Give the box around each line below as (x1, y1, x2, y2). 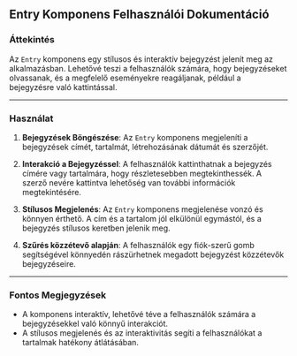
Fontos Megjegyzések (9, 289, 107, 301)
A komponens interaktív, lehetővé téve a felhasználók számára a (21, 309, 256, 320)
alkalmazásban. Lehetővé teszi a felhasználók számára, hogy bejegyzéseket (9, 63, 287, 73)
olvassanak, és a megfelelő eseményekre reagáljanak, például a (9, 72, 241, 83)
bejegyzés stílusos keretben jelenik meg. (21, 223, 171, 233)
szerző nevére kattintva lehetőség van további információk (21, 177, 236, 188)
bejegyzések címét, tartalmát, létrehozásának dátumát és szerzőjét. (21, 141, 269, 152)
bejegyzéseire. (21, 258, 77, 269)
